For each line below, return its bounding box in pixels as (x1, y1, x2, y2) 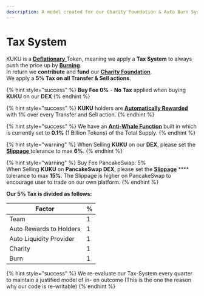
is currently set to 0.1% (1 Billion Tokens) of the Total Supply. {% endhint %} (6, 129, 196, 136)
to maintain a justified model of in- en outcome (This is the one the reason (6, 276, 192, 283)
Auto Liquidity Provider (9, 234, 75, 243)
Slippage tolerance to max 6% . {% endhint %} (6, 147, 123, 155)
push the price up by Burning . (6, 61, 82, 69)
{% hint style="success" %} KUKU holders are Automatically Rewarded (6, 104, 188, 112)
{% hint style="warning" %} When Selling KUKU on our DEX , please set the (6, 141, 196, 148)
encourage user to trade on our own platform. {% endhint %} (6, 178, 159, 186)
